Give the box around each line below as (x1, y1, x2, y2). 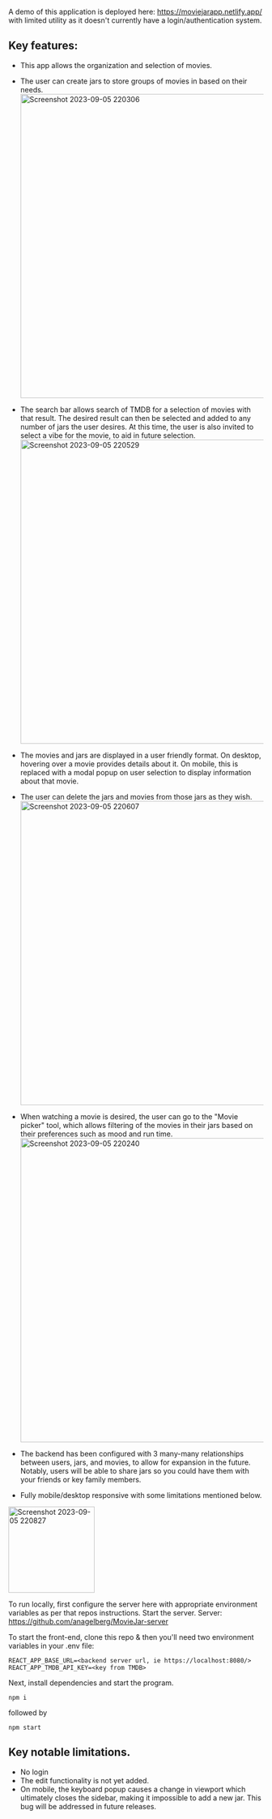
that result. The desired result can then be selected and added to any (19, 413, 251, 423)
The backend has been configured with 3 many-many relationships (19, 1448, 244, 1458)
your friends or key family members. (19, 1474, 142, 1484)
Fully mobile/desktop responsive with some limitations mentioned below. (19, 1490, 262, 1499)
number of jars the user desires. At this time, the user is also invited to (19, 422, 254, 431)
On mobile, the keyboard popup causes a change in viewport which (19, 1784, 246, 1794)
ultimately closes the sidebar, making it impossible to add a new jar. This (19, 1792, 261, 1803)
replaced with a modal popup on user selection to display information (19, 767, 252, 777)
